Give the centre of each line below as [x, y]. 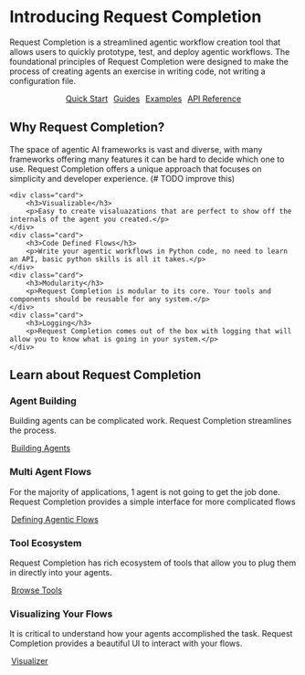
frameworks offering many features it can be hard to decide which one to [147, 159]
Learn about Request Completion [105, 375]
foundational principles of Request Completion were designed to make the [149, 61]
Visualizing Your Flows [61, 614]
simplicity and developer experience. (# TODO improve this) [122, 178]
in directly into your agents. [61, 573]
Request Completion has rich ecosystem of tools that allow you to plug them [153, 563]
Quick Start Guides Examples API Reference [153, 99]
